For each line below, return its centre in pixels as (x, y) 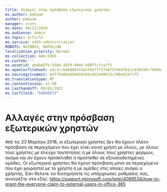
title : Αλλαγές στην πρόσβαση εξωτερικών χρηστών (58, 10)
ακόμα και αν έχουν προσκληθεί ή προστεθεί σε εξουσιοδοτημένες (75, 158)
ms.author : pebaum (24, 14)
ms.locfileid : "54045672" (32, 93)
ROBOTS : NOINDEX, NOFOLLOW (33, 47)
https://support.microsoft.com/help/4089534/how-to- (105, 179)
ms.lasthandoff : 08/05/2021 (34, 88)
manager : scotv (21, 24)
